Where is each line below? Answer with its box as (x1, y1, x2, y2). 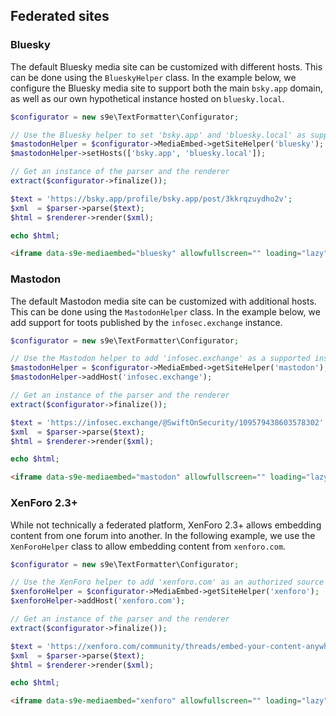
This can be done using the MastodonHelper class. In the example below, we (10, 305, 321, 318)
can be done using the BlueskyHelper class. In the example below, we (10, 71, 297, 83)
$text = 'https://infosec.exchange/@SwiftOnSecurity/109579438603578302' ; (10, 417, 329, 428)
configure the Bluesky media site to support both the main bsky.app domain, (10, 82, 324, 94)
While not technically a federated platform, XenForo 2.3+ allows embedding (10, 519, 322, 531)
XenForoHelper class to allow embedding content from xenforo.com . (10, 540, 287, 552)
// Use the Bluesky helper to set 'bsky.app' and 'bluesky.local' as (10, 130, 307, 140)
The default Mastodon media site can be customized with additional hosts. (10, 295, 317, 307)
